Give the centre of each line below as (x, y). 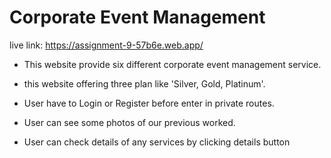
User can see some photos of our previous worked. (129, 122)
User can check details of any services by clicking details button (157, 142)
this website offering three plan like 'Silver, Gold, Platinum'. (144, 83)
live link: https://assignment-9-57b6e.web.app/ (106, 45)
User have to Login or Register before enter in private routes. (149, 103)
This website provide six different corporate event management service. (172, 64)
